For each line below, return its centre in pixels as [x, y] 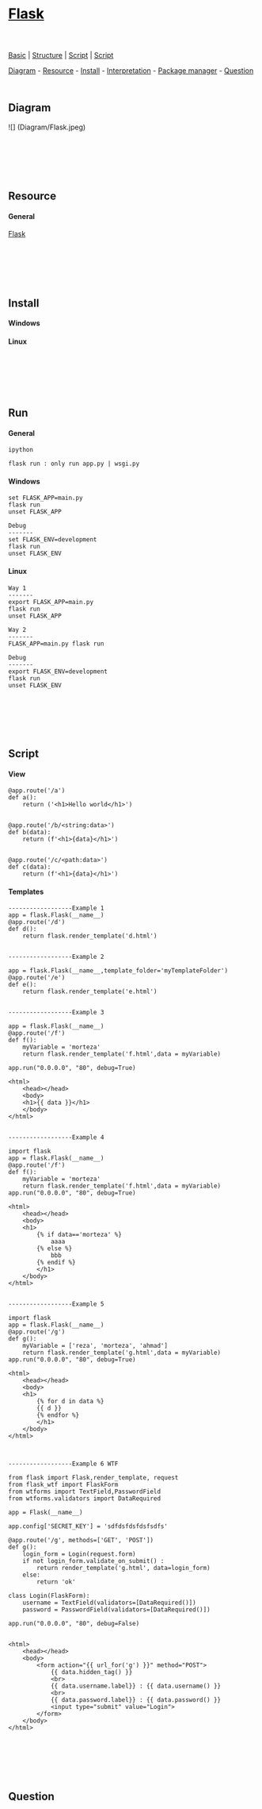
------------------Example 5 [56, 1304]
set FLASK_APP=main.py [46, 498]
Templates [26, 891]
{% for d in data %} [70, 1402]
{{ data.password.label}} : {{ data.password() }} [136, 1700]
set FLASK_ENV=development [53, 540]
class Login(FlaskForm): [49, 1596]
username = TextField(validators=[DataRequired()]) [109, 1603]
